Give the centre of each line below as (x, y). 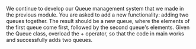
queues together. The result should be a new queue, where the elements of (98, 21)
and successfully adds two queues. (49, 40)
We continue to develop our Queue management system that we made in (95, 9)
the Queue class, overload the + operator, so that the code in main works (95, 34)
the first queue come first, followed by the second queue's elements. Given (98, 27)
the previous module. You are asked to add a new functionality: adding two (97, 15)
